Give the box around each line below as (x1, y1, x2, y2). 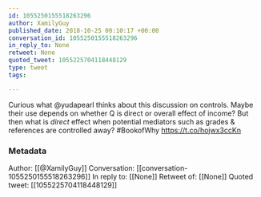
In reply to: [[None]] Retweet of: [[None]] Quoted (91, 171, 254, 181)
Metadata (8, 145, 46, 156)
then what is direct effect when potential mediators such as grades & (8, 116, 235, 126)
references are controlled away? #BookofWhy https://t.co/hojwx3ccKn (8, 125, 242, 135)
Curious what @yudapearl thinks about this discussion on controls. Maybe (8, 100, 254, 109)
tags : (8, 71, 26, 79)
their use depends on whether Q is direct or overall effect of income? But (8, 108, 249, 118)
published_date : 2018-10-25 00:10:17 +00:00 (8, 26, 159, 34)
